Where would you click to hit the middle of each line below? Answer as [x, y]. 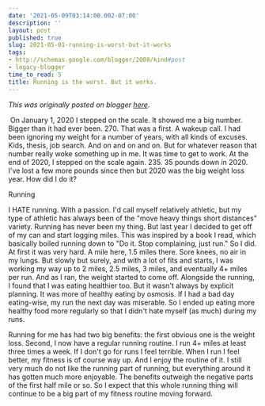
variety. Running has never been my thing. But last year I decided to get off [130, 226]
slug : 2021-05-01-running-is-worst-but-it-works [90, 45]
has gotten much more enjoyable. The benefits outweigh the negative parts [131, 377]
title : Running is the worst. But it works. [83, 82]
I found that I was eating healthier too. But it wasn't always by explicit [121, 285]
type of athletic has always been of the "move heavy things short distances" [132, 218]
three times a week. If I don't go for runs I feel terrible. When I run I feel [124, 351]
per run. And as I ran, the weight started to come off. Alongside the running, [132, 277]
